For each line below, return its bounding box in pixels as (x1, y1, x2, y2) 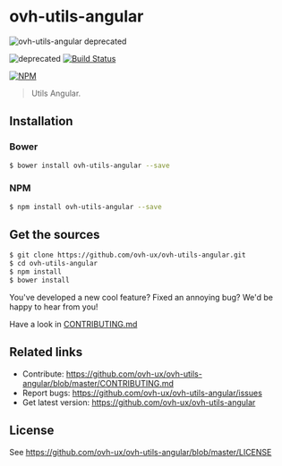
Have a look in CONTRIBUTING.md (9, 318, 138, 329)
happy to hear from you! (9, 301, 98, 312)
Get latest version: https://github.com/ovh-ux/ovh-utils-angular (21, 396, 256, 408)
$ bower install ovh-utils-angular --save (9, 161, 170, 170)
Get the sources (9, 227, 100, 242)
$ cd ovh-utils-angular (9, 259, 98, 268)
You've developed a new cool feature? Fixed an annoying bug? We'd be (9, 292, 273, 302)
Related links (9, 344, 83, 360)
